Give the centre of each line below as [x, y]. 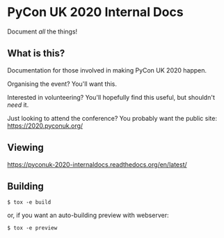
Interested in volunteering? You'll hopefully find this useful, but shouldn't [111, 97]
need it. [18, 105]
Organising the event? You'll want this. [62, 84]
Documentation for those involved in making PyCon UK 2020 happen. [107, 70]
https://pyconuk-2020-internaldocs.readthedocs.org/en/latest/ [97, 164]
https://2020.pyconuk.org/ [45, 126]
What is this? [36, 53]
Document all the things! [42, 31]
